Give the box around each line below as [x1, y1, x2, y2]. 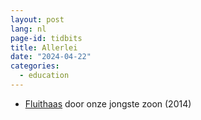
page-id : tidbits [10, 33, 83, 43]
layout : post [10, 14, 65, 25]
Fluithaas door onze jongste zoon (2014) [24, 97, 192, 110]
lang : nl [10, 24, 47, 34]
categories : [10, 61, 60, 71]
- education [19, 71, 70, 81]
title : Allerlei [10, 42, 78, 53]
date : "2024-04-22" [10, 52, 92, 62]
